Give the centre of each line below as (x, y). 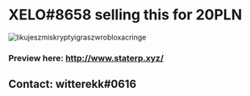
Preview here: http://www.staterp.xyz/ (86, 58)
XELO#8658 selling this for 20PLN (125, 15)
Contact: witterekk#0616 (73, 84)
